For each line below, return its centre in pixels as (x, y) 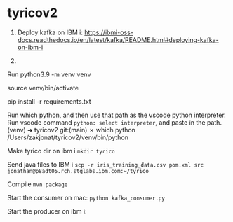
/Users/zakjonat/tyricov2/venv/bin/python (68, 137)
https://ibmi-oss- (108, 32)
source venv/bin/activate (43, 88)
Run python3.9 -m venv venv (49, 74)
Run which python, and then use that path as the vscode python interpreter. (116, 115)
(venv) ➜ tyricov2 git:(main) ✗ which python (71, 130)
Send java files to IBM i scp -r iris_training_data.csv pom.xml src (106, 164)
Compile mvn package (38, 184)
